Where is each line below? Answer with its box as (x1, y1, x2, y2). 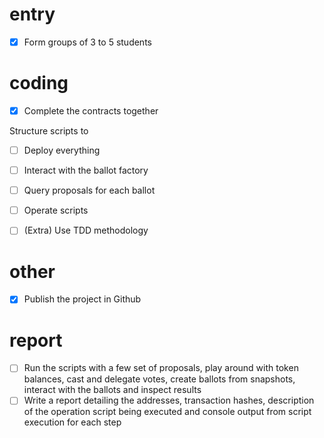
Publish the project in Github (23, 293, 142, 305)
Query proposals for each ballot (23, 184, 156, 197)
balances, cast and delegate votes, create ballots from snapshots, (23, 373, 296, 385)
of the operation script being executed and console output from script (23, 406, 312, 418)
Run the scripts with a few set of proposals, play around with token (23, 362, 299, 374)
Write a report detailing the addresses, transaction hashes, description (23, 394, 315, 407)
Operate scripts (23, 204, 89, 217)
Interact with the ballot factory (23, 164, 149, 177)
